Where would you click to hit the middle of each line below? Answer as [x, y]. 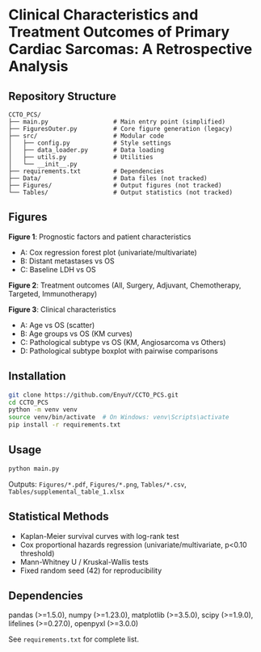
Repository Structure [63, 96]
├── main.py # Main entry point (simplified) [117, 122]
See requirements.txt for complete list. [74, 639]
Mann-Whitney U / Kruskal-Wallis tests [84, 562]
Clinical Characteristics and [103, 15]
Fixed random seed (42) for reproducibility [91, 570]
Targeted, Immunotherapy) [53, 293]
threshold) [37, 553]
